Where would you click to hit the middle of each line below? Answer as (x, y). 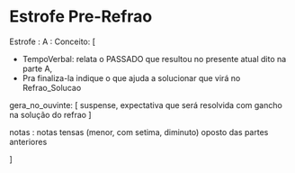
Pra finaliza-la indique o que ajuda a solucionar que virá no (131, 77)
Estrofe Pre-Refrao (81, 17)
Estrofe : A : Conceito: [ (53, 41)
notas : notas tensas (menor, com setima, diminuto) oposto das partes (139, 132)
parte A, (37, 68)
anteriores (28, 141)
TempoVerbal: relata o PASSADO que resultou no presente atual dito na (154, 59)
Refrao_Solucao (52, 87)
